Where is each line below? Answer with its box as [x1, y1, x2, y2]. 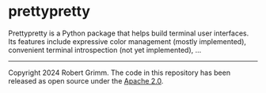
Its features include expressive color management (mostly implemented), [8, 36, 247, 46]
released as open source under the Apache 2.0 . [8, 76, 164, 85]
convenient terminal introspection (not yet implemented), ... [8, 45, 202, 54]
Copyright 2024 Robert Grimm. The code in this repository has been [8, 68, 231, 77]
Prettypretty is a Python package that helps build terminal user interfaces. [8, 28, 249, 38]
